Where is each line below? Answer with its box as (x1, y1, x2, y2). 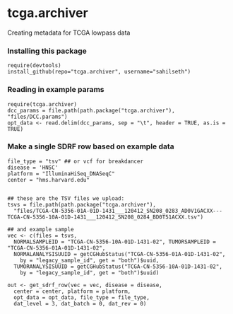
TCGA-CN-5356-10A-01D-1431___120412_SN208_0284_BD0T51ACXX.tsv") (7, 214, 203, 221)
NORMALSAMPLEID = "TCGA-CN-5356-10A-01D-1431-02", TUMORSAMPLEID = (13, 238, 217, 245)
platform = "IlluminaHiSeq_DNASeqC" (7, 170, 115, 178)
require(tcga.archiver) (7, 100, 78, 107)
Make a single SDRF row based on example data (7, 141, 174, 151)
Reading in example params (7, 85, 104, 95)
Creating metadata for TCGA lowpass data (7, 28, 131, 37)
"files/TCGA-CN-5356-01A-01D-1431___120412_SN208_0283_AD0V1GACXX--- (13, 207, 222, 214)
